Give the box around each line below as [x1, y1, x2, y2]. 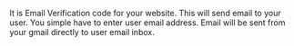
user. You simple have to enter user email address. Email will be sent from [9, 17, 286, 28]
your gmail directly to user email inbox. [9, 27, 155, 37]
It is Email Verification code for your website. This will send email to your [9, 8, 281, 18]
